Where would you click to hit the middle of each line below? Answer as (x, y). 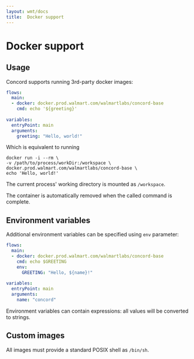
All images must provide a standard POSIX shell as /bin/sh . (78, 350)
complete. (18, 202)
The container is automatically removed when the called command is (89, 196)
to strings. (18, 317)
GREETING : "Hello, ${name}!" (57, 272)
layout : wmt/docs (27, 11)
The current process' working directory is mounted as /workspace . (86, 184)
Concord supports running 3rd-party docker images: (70, 82)
